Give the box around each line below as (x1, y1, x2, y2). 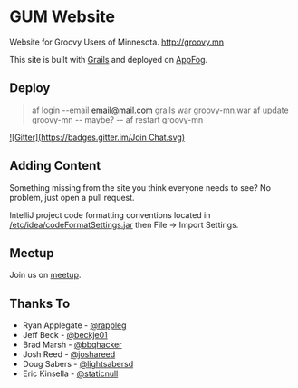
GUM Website (9, 6, 116, 27)
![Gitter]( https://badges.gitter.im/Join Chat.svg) (9, 132, 186, 143)
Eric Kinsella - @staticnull (22, 368, 119, 379)
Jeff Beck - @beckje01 (22, 330, 109, 341)
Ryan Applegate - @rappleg (22, 320, 127, 331)
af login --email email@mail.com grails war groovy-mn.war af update (31, 104, 289, 115)
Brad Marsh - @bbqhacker (22, 339, 122, 351)
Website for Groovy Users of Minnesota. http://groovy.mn (9, 36, 225, 47)
